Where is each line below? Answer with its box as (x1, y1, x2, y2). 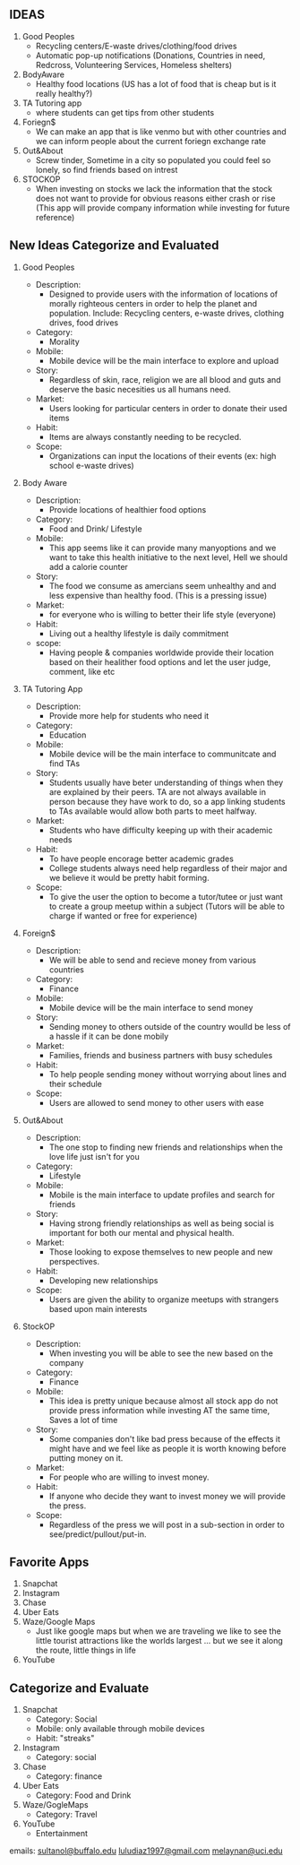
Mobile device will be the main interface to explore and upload (48, 355, 279, 366)
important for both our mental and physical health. (48, 1227, 235, 1238)
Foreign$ (21, 928, 56, 938)
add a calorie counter (48, 561, 128, 572)
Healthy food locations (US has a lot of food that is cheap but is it (35, 78, 277, 89)
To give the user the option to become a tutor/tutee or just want (48, 891, 284, 902)
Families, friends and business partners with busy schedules (48, 1049, 273, 1060)
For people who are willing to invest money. (48, 1472, 210, 1482)
